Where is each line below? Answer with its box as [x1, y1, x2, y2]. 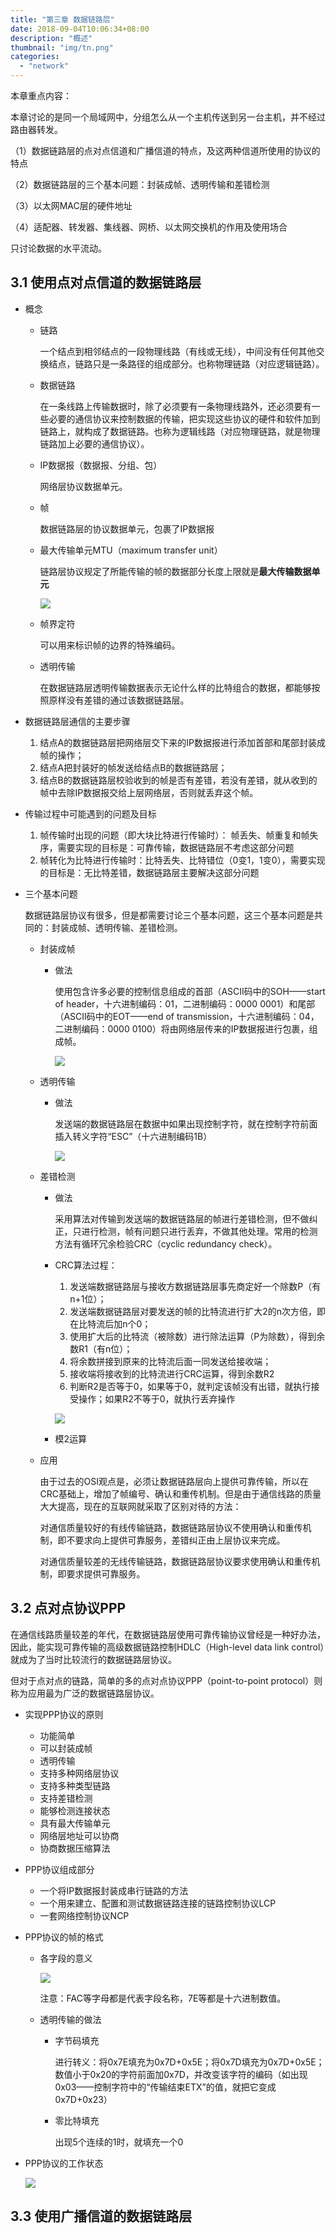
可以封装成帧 [39, 1742, 93, 1754]
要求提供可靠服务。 [66, 1567, 146, 1580]
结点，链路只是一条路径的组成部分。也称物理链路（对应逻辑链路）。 [48, 357, 325, 370]
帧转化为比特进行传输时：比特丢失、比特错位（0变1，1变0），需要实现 [39, 854, 326, 866]
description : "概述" [10, 33, 93, 43]
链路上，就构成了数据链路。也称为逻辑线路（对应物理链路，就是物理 [39, 425, 321, 437]
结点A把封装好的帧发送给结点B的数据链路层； [39, 761, 228, 773]
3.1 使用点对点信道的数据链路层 [10, 274, 202, 291]
